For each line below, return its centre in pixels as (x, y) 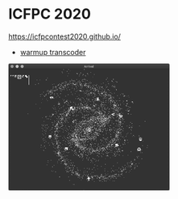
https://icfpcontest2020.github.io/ (64, 36)
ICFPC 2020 (50, 14)
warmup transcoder (53, 52)
